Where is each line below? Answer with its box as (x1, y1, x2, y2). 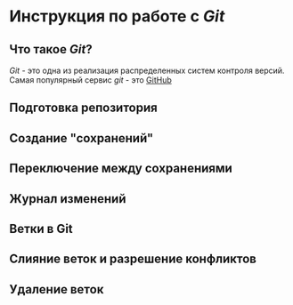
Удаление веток (9, 282, 104, 297)
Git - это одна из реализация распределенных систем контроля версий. (9, 65, 285, 76)
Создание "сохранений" (9, 131, 154, 146)
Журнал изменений (9, 191, 126, 206)
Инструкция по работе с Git (9, 6, 225, 27)
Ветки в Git (9, 221, 73, 237)
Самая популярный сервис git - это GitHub (9, 75, 172, 85)
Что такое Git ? (9, 42, 93, 57)
